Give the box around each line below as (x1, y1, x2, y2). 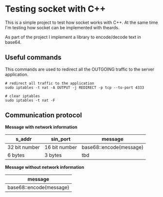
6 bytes (7, 152, 25, 159)
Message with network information (5, 124, 78, 130)
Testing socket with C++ (5, 3, 106, 15)
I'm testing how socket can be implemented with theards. (5, 24, 120, 30)
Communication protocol (5, 111, 82, 120)
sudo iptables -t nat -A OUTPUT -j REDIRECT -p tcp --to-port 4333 (5, 85, 145, 90)
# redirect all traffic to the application (5, 81, 95, 86)
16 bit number (44, 143, 77, 150)
